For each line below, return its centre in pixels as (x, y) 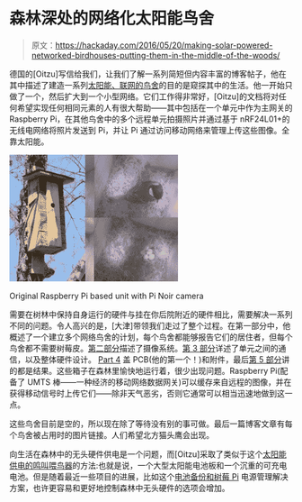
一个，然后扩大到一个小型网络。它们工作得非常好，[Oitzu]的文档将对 (151, 96)
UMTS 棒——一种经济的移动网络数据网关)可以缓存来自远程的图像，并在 (159, 382)
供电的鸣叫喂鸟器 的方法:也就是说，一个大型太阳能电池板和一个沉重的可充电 (148, 465)
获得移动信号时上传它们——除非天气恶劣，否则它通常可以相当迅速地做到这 (147, 393)
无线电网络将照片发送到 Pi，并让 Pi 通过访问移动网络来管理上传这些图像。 (146, 130)
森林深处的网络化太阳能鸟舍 (112, 18)
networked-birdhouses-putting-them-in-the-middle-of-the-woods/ (155, 55)
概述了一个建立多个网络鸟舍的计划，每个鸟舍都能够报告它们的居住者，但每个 (151, 337)
